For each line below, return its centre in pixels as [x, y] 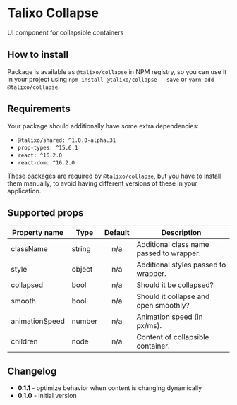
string [81, 249]
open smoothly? [163, 306]
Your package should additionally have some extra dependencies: [103, 126]
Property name [38, 233]
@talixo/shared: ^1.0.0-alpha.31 [67, 140]
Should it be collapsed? [175, 285]
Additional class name [173, 245]
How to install [38, 55]
